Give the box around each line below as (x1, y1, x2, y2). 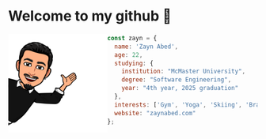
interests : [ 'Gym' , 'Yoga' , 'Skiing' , (114, 100, 243, 109)
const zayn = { (107, 34, 158, 42)
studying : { (114, 59, 154, 67)
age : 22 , (114, 51, 143, 58)
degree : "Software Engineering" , (121, 76, 232, 84)
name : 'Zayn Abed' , (114, 43, 179, 51)
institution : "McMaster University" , (121, 67, 246, 76)
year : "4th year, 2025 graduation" (121, 85, 239, 92)
